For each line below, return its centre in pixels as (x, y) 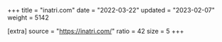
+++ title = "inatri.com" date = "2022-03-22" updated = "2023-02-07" (111, 10)
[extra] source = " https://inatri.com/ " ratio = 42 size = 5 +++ (96, 31)
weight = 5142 (28, 17)
